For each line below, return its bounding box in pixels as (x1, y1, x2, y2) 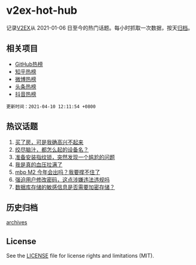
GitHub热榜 (14, 61, 43, 68)
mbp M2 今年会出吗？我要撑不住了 (14, 168, 101, 176)
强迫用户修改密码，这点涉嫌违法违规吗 (14, 176, 110, 183)
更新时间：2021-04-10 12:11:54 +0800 (6, 103, 96, 110)
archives (6, 219, 28, 226)
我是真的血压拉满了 (14, 161, 63, 168)
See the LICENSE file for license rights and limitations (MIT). (6, 252, 155, 260)
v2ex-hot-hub (6, 4, 78, 17)
